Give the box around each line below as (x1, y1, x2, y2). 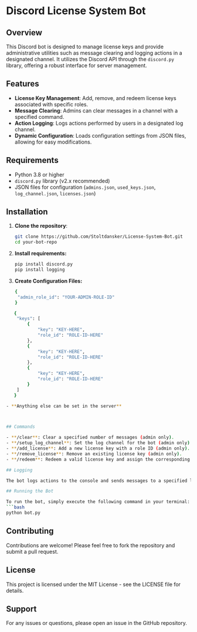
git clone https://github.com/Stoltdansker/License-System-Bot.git (14, 234, 183, 240)
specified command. (14, 113, 64, 120)
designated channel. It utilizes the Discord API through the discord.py (6, 56, 175, 62)
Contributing (6, 526, 54, 536)
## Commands (6, 424, 35, 430)
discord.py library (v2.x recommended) (14, 177, 110, 184)
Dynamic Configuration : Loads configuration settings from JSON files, (14, 132, 186, 139)
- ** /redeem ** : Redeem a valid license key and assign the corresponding (6, 456, 191, 463)
